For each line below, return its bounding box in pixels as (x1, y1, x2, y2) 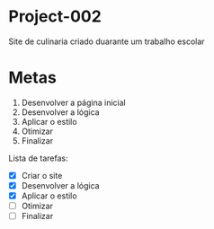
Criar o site (21, 170, 63, 181)
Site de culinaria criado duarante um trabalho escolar (8, 36, 205, 47)
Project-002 (8, 6, 103, 27)
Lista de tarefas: (8, 153, 68, 163)
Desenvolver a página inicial (21, 97, 127, 108)
